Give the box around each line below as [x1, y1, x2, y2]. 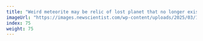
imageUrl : [6, 14, 31, 20]
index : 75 [6, 20, 31, 26]
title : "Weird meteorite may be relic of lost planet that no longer [6, 8, 185, 15]
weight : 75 [6, 25, 34, 32]
